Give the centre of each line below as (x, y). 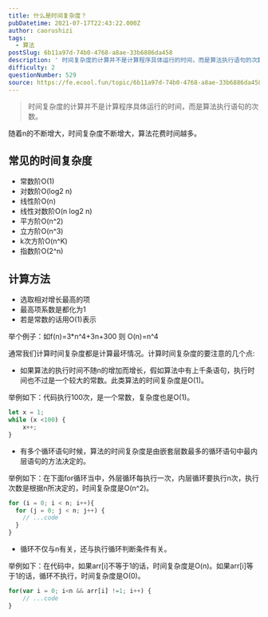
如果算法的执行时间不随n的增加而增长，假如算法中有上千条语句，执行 (134, 370)
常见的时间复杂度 (50, 160)
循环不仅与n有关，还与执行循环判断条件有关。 (95, 549)
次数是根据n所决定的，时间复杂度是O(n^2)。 (81, 488)
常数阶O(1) (37, 181)
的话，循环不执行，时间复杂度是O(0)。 (81, 576)
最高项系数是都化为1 (53, 310)
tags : (17, 38)
